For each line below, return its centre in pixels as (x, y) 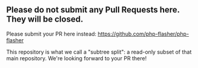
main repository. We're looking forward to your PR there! (77, 58)
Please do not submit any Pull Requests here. (93, 10)
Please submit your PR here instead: (51, 34)
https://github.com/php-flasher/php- (144, 34)
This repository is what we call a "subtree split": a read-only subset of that (99, 52)
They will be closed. (45, 20)
